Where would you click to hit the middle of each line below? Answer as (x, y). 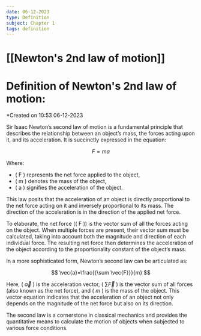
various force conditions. (37, 328)
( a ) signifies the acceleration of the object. (69, 188)
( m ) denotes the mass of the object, (61, 181)
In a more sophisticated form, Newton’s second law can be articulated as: (97, 261)
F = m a (101, 152)
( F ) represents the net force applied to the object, (77, 175)
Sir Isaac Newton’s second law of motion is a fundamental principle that (94, 127)
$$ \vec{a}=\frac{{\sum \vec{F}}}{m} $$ (101, 273)
